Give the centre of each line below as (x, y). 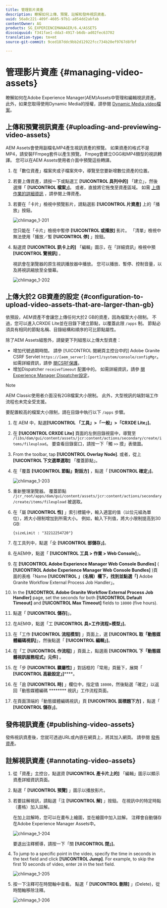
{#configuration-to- (112, 296)
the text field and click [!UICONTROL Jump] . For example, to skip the (83, 859)
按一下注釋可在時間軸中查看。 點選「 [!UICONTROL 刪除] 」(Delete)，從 (86, 884)
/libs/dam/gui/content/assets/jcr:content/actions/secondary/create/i (87, 438)
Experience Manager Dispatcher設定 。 (52, 375)
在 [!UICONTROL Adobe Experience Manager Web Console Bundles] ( (86, 564)
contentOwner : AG (24, 24)
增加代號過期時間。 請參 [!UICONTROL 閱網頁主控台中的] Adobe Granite (86, 351)
